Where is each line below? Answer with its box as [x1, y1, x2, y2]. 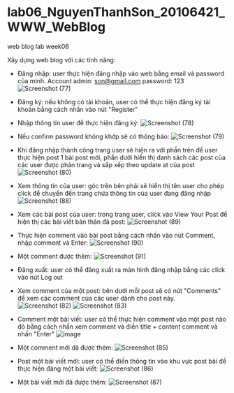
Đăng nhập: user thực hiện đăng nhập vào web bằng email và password [17, 69, 225, 78]
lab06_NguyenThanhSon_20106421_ [7, 4, 226, 20]
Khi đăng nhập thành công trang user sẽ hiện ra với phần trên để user [17, 145, 218, 154]
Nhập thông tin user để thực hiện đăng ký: [17, 118, 140, 127]
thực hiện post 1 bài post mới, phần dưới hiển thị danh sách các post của [17, 153, 226, 162]
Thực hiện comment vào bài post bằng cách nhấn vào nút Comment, [17, 231, 215, 239]
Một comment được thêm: [17, 252, 92, 260]
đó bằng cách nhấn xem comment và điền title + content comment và [17, 322, 218, 331]
